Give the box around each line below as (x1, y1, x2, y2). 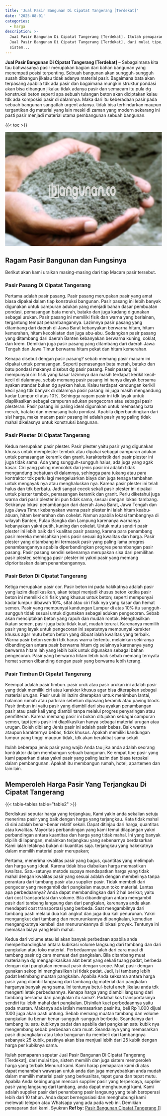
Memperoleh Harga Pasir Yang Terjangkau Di (5, 780, 147, 789)
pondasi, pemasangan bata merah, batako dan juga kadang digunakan (5, 309, 150, 315)
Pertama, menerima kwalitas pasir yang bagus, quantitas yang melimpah (5, 857, 154, 863)
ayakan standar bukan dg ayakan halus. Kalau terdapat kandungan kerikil (5, 382, 155, 388)
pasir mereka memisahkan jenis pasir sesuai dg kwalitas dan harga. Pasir (5, 533, 155, 539)
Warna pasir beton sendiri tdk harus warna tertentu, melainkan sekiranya (5, 636, 154, 642)
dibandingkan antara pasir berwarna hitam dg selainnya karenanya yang (5, 642, 153, 648)
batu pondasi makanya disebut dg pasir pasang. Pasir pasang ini (5, 366, 138, 372)
